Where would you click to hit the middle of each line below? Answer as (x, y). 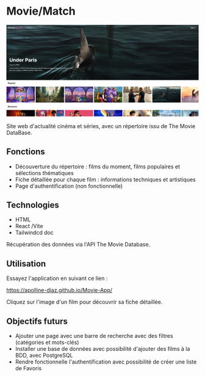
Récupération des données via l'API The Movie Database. (78, 245)
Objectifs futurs (37, 321)
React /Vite (29, 226)
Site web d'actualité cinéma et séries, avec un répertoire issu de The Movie (101, 126)
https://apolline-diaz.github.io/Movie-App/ (59, 290)
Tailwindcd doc (34, 232)
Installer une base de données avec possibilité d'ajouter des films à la (103, 349)
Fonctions (26, 152)
